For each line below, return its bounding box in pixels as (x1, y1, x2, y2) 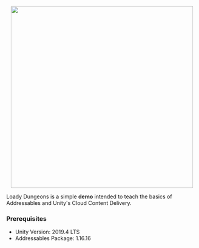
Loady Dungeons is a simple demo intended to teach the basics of (6, 193, 172, 200)
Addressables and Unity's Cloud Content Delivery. (6, 199, 132, 206)
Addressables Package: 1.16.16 (15, 235, 91, 242)
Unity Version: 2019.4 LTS (15, 228, 80, 236)
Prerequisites (6, 214, 47, 223)
